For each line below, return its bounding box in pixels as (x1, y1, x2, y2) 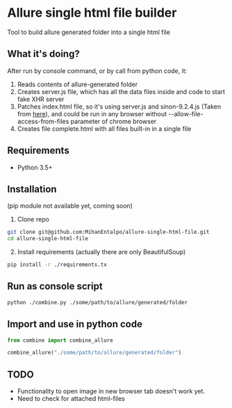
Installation (7, 183, 57, 195)
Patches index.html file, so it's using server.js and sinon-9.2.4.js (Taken (17, 102, 221, 111)
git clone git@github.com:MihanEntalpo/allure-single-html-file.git (7, 228, 210, 236)
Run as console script (7, 281, 103, 292)
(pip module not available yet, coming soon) (7, 202, 133, 210)
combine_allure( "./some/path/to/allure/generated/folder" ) (7, 350, 182, 356)
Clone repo (17, 215, 50, 223)
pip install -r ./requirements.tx (7, 261, 108, 269)
